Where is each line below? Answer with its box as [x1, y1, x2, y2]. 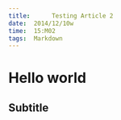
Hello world [8, 69, 87, 87]
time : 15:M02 [8, 27, 56, 35]
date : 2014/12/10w [8, 19, 74, 27]
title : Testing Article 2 [8, 11, 114, 20]
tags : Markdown [8, 34, 63, 43]
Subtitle [8, 101, 49, 114]
